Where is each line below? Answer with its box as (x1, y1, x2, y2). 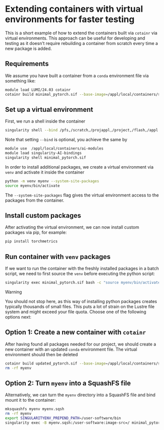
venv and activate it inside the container (5, 169, 84, 175)
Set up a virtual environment (5, 105, 94, 113)
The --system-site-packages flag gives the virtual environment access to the (5, 192, 159, 198)
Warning (5, 289, 22, 295)
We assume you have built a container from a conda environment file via (5, 72, 149, 79)
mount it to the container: (5, 397, 56, 403)
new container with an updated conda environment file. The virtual (5, 346, 138, 352)
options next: (5, 314, 32, 320)
